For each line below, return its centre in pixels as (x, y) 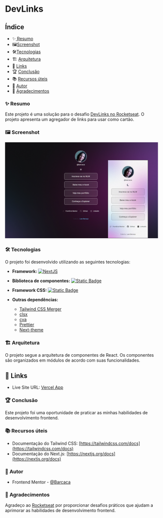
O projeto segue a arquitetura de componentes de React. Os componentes (80, 355)
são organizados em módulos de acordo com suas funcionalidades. (73, 360)
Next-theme (31, 329)
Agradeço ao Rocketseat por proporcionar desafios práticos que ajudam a (79, 505)
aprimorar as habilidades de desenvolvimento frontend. (60, 511)
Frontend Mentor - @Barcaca (41, 482)
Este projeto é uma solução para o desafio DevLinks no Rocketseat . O (75, 114)
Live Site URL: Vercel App (38, 387)
